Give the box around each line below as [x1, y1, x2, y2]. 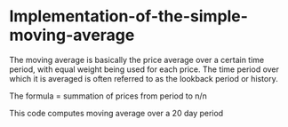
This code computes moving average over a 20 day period [9, 107, 224, 118]
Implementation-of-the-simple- [9, 6, 249, 27]
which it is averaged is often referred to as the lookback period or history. [9, 73, 278, 83]
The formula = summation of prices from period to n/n [9, 91, 207, 101]
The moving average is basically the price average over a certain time [9, 54, 265, 65]
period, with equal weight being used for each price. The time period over [9, 64, 280, 75]
